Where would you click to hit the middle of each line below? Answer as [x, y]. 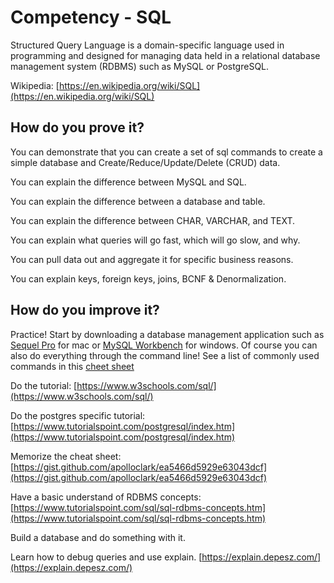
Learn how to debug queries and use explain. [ [106, 557]
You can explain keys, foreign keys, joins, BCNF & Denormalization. [148, 278]
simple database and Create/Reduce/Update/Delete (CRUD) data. [145, 162]
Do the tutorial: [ [44, 385]
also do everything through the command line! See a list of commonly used [165, 355]
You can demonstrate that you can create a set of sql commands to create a [166, 152]
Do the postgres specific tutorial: [78, 415]
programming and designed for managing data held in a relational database [165, 55]
